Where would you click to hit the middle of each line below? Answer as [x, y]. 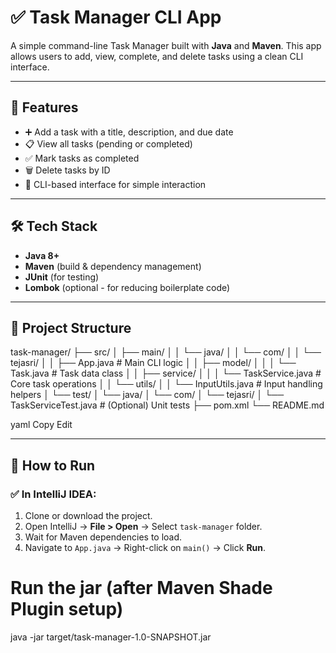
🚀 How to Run [53, 465]
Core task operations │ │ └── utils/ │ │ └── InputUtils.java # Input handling [166, 384]
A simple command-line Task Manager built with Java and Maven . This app [166, 45]
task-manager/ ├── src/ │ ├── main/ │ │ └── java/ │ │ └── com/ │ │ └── [166, 352]
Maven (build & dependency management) [113, 266]
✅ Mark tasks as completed [82, 158]
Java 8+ [42, 255]
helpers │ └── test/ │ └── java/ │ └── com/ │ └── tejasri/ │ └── [147, 395]
